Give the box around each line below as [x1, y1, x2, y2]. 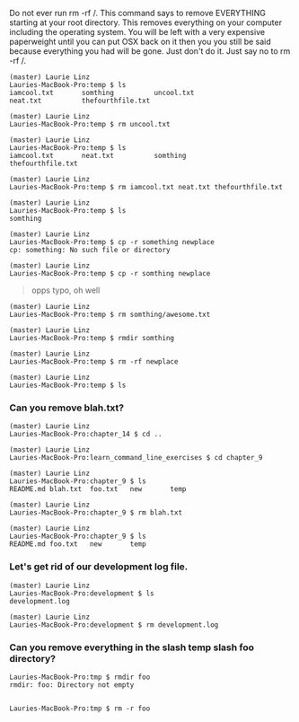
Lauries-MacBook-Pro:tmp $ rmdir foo [9, 673, 151, 682]
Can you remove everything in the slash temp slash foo [9, 641, 254, 654]
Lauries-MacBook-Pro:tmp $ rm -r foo [9, 704, 151, 713]
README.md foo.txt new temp [9, 540, 146, 549]
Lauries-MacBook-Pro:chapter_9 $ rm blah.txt [9, 508, 182, 517]
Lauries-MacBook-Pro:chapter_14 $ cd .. [9, 430, 163, 439]
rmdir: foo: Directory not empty [9, 680, 135, 690]
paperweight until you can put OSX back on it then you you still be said [9, 36, 271, 47]
